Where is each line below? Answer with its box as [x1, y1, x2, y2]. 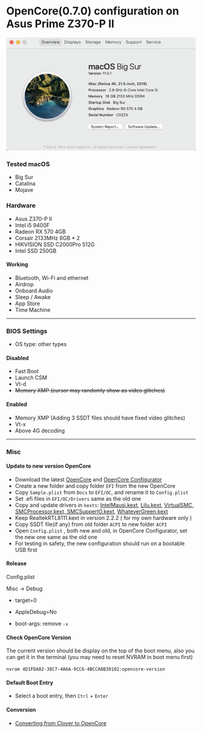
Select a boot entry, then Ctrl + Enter [14, 692, 109, 699]
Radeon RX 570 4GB [14, 227, 66, 235]
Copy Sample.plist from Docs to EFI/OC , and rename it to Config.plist [14, 489, 189, 496]
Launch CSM [14, 374, 47, 382]
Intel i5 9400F [14, 221, 50, 229]
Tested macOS [6, 160, 50, 169]
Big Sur [14, 173, 34, 181]
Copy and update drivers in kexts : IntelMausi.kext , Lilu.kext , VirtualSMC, [14, 501, 194, 509]
